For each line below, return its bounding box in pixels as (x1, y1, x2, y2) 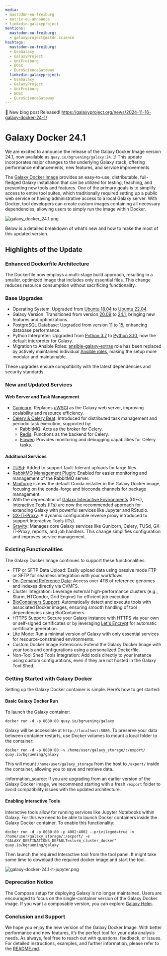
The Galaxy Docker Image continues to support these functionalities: (5, 557, 146, 563)
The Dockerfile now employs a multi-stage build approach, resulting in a (5, 271, 153, 277)
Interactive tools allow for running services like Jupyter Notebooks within (5, 809, 155, 815)
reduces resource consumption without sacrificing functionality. (5, 282, 136, 288)
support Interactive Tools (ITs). (12, 518, 76, 524)
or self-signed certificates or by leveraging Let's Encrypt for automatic (12, 620, 157, 626)
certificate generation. (12, 625, 58, 631)
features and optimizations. (12, 317, 69, 323)
